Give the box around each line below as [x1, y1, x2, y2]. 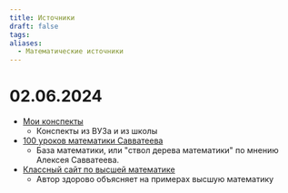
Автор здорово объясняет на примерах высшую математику [35, 174, 274, 185]
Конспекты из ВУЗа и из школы [35, 126, 158, 137]
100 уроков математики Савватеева [22, 135, 164, 146]
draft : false [9, 22, 59, 31]
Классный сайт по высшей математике [22, 164, 175, 175]
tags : [9, 30, 30, 39]
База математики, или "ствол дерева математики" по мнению [35, 145, 279, 156]
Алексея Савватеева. [35, 155, 120, 166]
